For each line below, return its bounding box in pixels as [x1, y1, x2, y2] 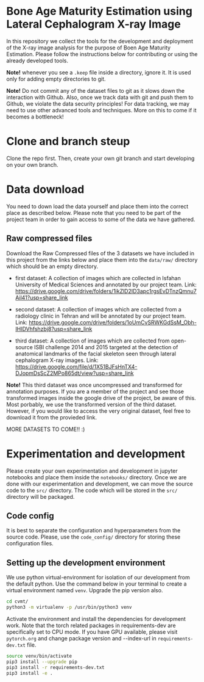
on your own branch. [6, 161, 59, 169]
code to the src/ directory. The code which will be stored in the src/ [6, 487, 178, 494]
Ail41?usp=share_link [15, 294, 68, 301]
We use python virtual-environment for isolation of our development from [6, 574, 190, 581]
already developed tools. [6, 57, 69, 64]
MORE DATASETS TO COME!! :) [6, 426, 85, 433]
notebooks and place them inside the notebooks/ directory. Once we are [6, 473, 187, 481]
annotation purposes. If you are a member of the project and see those [6, 388, 185, 395]
